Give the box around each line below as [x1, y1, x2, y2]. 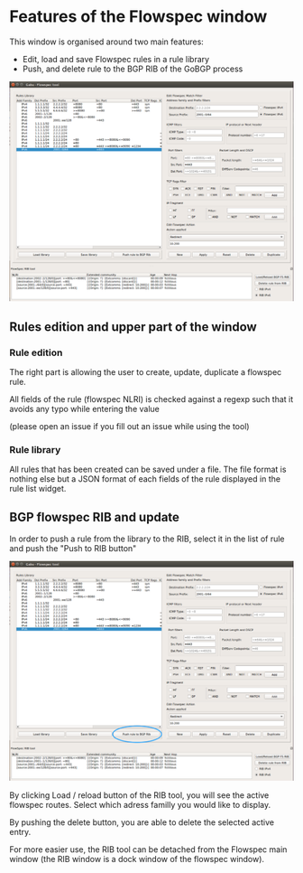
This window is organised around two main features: [9, 36, 205, 47]
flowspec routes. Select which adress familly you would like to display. [9, 800, 271, 811]
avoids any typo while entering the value [9, 403, 160, 414]
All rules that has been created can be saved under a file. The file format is [9, 464, 287, 475]
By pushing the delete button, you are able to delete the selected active [9, 817, 275, 828]
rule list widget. [9, 483, 67, 494]
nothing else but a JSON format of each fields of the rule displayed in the [9, 474, 281, 484]
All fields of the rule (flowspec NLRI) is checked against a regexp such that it [9, 393, 294, 404]
